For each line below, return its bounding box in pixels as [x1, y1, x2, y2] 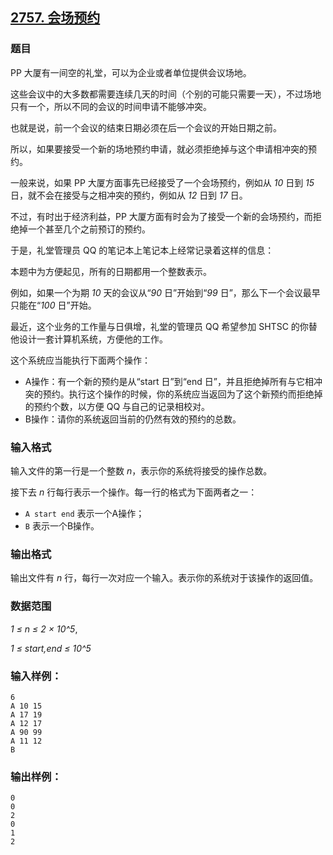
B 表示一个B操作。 [24, 519, 100, 532]
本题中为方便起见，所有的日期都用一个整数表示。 [10, 265, 212, 277]
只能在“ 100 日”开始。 [10, 299, 97, 311]
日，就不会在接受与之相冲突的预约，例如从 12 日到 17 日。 [10, 189, 248, 201]
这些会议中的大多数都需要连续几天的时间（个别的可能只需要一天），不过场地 [10, 88, 322, 100]
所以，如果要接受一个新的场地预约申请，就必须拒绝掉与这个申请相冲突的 [10, 143, 308, 155]
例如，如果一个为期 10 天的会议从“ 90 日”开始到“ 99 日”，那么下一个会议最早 [10, 286, 321, 298]
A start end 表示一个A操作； [24, 507, 145, 519]
